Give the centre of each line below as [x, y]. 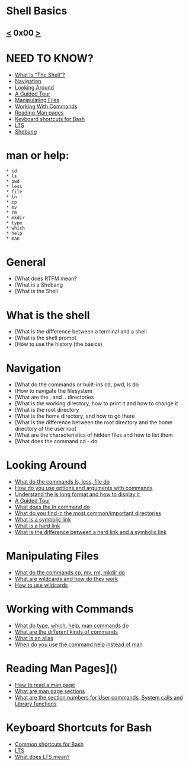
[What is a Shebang [39, 285]
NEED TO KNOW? [50, 58]
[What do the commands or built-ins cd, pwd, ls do [77, 384]
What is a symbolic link [43, 520]
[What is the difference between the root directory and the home [94, 422]
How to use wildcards [41, 585]
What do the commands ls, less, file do [62, 482]
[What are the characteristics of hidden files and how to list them [94, 435]
